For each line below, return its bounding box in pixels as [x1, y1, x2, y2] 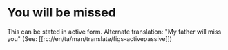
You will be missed [7, 5, 116, 21]
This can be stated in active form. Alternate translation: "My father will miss [7, 27, 222, 36]
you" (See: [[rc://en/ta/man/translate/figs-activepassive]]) [7, 34, 173, 42]
